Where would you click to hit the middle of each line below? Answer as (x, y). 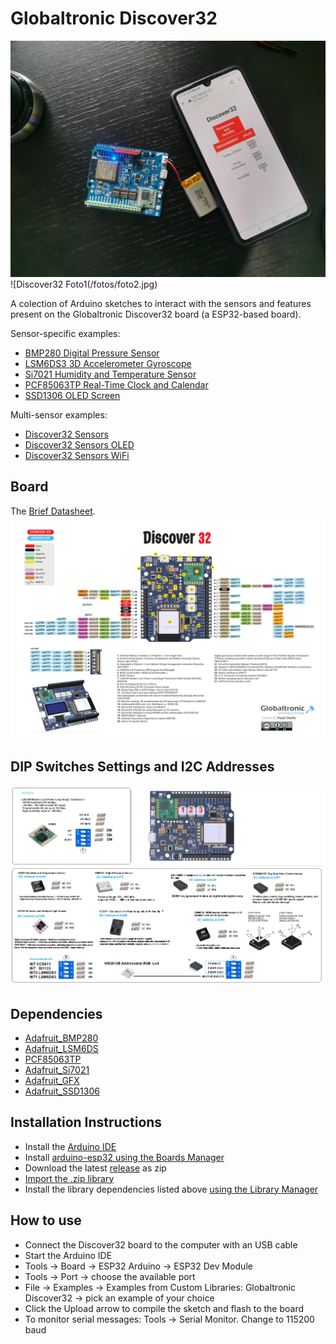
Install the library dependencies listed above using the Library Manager (171, 1189)
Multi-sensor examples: (59, 414)
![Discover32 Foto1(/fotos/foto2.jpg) (84, 284)
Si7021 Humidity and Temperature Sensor (110, 374)
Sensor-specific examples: (65, 333)
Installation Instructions (86, 1122)
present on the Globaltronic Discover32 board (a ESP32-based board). (156, 314)
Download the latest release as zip (95, 1168)
